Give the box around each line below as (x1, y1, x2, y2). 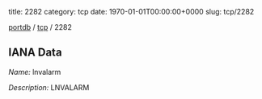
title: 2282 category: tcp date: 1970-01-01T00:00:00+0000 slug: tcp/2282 (8, 7, 255, 16)
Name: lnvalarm (8, 67, 61, 76)
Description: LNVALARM (8, 82, 90, 92)
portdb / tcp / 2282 (8, 23, 73, 31)
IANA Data (8, 46, 62, 60)
